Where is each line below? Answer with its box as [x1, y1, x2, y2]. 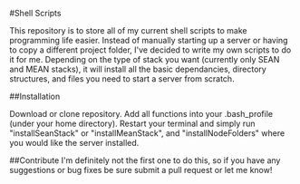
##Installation [9, 91, 61, 102]
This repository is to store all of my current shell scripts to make [9, 25, 247, 35]
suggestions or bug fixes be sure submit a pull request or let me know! [9, 165, 273, 175]
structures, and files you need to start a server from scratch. [9, 73, 235, 84]
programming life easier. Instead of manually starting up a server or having [9, 35, 288, 45]
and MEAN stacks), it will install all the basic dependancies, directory [9, 63, 267, 74]
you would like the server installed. [9, 138, 140, 148]
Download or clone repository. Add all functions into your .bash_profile [9, 109, 274, 119]
